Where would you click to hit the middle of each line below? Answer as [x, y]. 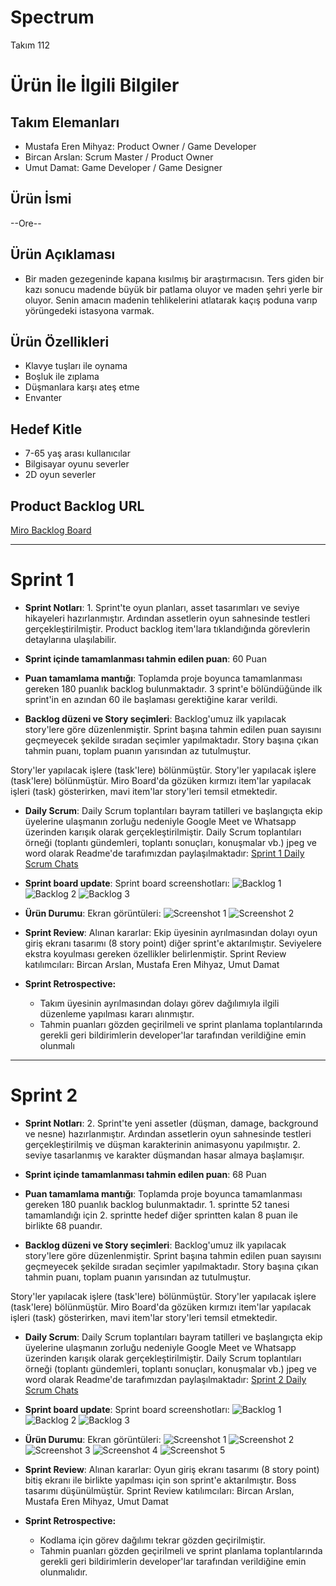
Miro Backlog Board [51, 530]
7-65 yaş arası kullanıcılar [77, 453]
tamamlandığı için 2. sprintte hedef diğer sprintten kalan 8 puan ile [161, 1215]
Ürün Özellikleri [60, 341]
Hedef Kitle [46, 429]
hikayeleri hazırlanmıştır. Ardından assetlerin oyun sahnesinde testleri [167, 618]
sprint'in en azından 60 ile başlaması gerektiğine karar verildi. [151, 699]
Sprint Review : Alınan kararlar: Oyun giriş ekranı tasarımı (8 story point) [172, 1469]
